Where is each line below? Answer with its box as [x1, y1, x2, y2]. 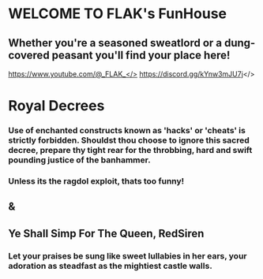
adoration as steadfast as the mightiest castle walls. [8, 260, 213, 271]
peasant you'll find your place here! [51, 48, 231, 61]
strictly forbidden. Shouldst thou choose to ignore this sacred [8, 135, 250, 146]
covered [8, 48, 50, 61]
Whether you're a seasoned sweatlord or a [8, 36, 223, 50]
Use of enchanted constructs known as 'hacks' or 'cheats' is [8, 125, 246, 136]
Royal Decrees [8, 97, 105, 115]
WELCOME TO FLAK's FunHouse [8, 5, 227, 23]
